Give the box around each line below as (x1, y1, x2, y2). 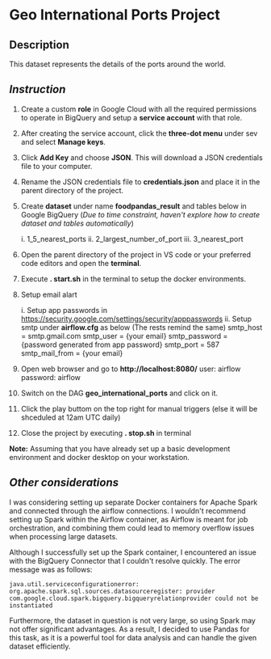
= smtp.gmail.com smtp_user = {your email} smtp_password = (20, 331, 228, 340)
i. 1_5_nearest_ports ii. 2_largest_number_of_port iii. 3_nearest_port (20, 234, 244, 243)
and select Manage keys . (20, 137, 106, 146)
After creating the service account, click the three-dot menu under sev (20, 128, 258, 138)
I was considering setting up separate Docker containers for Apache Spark (9, 497, 258, 507)
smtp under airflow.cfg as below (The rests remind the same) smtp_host (20, 322, 263, 332)
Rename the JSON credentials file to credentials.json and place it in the (20, 176, 261, 187)
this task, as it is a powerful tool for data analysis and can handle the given (9, 632, 257, 642)
